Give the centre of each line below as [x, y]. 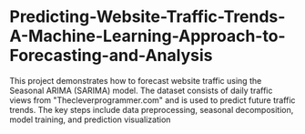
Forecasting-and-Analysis [111, 56]
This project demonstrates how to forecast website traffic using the [136, 80]
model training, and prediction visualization [90, 119]
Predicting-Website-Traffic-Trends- [147, 17]
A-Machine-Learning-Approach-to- [147, 36]
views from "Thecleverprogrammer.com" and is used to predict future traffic [152, 100]
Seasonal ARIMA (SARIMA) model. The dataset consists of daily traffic [141, 90]
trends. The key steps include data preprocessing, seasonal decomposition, [152, 109]
